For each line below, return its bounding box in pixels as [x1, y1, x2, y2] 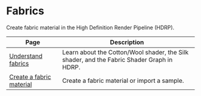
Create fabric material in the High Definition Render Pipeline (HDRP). [6, 24, 175, 31]
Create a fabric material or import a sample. [62, 76, 184, 85]
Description [109, 38, 145, 46]
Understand [9, 52, 43, 60]
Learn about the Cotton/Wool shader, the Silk [62, 48, 189, 56]
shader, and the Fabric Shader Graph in [62, 55, 173, 64]
